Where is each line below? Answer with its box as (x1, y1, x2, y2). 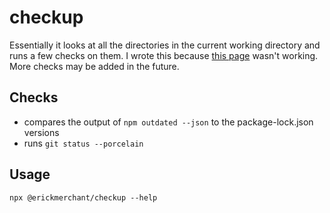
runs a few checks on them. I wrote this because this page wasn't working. (9, 49, 319, 61)
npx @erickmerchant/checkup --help (9, 192, 158, 203)
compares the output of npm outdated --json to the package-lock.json (23, 116, 314, 128)
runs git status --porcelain (23, 137, 144, 149)
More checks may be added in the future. (9, 60, 180, 72)
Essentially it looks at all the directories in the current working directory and (9, 39, 321, 51)
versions (23, 126, 60, 138)
